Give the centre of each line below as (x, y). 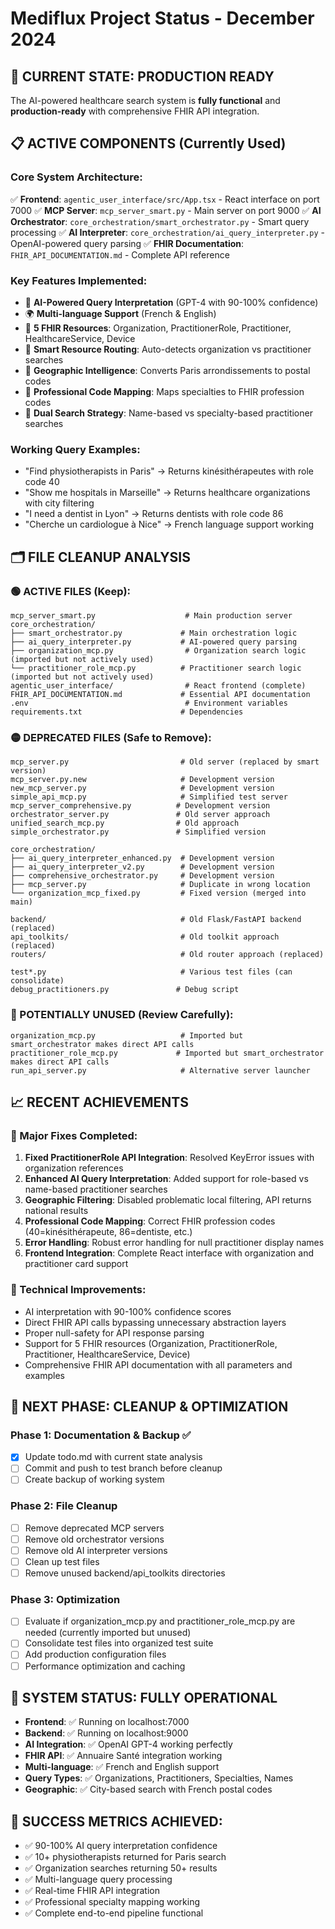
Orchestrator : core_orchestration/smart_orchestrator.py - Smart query (160, 221)
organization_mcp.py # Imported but (127, 1035)
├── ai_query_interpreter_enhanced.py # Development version (142, 858)
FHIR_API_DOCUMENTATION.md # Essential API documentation (160, 694)
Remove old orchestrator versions (94, 1539)
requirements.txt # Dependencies (127, 712)
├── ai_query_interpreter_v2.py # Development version (142, 867)
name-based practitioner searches (96, 1189)
